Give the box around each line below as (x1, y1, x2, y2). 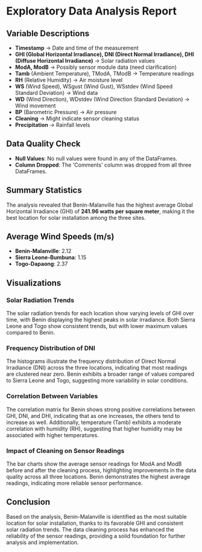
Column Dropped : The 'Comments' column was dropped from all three (14, 161, 192, 168)
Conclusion (6, 497, 51, 507)
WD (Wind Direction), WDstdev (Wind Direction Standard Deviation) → (14, 95, 190, 103)
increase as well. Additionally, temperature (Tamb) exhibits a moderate (6, 419, 181, 426)
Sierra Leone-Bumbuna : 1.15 (14, 254, 86, 261)
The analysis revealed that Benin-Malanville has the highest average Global (6, 201, 193, 208)
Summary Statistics (6, 185, 83, 196)
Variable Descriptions (6, 28, 90, 39)
